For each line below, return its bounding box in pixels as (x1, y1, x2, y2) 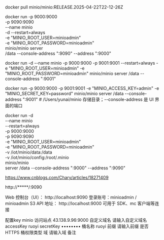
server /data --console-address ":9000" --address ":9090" (5, 165, 126, 171)
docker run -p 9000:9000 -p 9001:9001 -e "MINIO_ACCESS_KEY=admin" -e (5, 85, 159, 91)
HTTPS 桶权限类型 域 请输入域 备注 (5, 230, 76, 235)
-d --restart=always (5, 30, 45, 35)
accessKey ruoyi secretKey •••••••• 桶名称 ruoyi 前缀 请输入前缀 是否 (5, 223, 149, 229)
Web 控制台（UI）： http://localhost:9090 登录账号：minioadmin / (5, 195, 137, 200)
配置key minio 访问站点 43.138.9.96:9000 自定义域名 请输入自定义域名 (5, 217, 147, 223)
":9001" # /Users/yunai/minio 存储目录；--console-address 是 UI (22, 96, 154, 102)
